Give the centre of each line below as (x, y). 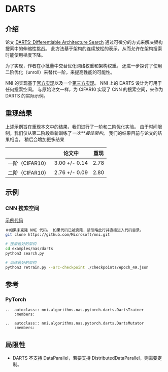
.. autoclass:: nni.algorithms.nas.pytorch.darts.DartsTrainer (75, 310)
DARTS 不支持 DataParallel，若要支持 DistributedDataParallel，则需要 (85, 358)
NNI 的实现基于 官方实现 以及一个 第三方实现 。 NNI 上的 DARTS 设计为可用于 (84, 83)
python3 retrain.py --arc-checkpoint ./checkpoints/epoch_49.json (77, 267)
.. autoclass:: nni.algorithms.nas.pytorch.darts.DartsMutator (75, 324)
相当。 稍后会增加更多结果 (37, 139)
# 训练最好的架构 (21, 263)
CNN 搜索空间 (22, 208)
